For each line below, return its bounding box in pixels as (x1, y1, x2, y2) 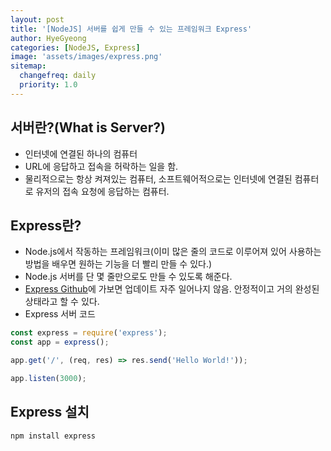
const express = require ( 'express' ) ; (10, 328, 168, 338)
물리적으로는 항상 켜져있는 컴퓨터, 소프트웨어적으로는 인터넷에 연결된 (24, 172, 293, 185)
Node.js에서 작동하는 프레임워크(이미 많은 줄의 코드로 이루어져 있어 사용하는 (24, 246, 322, 258)
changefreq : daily (19, 71, 97, 81)
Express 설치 (10, 404, 90, 421)
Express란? (10, 217, 82, 234)
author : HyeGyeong (10, 33, 87, 43)
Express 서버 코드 (24, 308, 96, 320)
